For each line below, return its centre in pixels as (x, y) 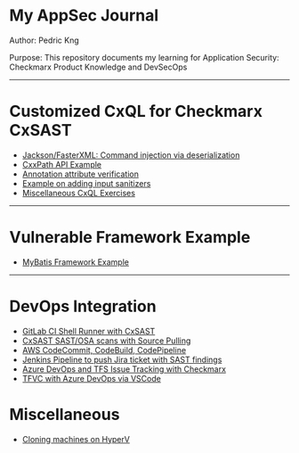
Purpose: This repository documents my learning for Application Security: (144, 57)
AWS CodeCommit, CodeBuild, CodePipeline (104, 350)
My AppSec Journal (84, 16)
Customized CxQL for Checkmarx (136, 111)
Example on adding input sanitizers (86, 183)
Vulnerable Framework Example (130, 238)
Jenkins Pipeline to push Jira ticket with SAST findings (122, 359)
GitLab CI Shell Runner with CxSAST (89, 331)
